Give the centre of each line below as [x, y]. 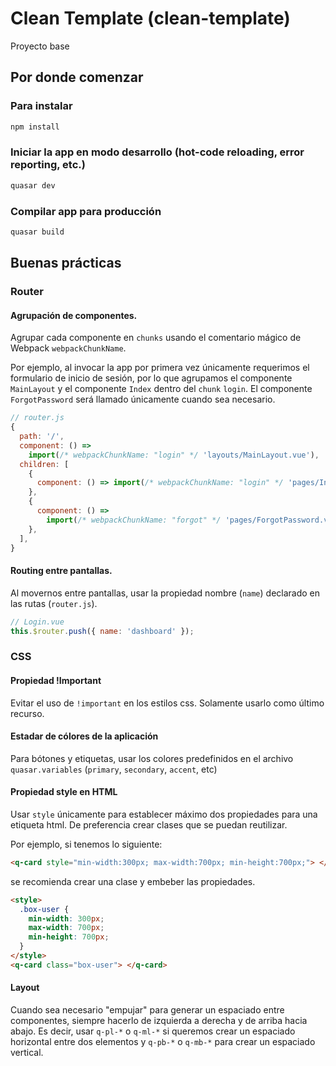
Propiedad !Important [56, 680]
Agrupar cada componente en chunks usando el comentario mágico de [156, 338]
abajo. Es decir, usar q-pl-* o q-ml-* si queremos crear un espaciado [153, 1031]
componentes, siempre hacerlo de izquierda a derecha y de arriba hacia [159, 1021]
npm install [35, 127]
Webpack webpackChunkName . [68, 348]
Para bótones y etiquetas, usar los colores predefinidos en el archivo [152, 758]
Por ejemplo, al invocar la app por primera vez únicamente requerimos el [160, 368]
